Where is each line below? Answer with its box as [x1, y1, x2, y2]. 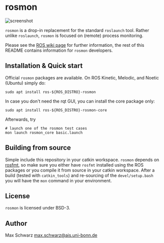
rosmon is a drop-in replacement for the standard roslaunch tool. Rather [5, 27, 149, 33]
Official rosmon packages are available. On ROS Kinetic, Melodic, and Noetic [5, 74, 159, 80]
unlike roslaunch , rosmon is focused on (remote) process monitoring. [5, 33, 144, 38]
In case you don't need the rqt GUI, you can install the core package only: [5, 98, 155, 104]
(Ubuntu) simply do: [5, 80, 46, 86]
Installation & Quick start [5, 62, 83, 70]
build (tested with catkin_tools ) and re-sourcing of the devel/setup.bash [5, 172, 154, 178]
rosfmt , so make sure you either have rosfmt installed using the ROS [5, 162, 144, 168]
